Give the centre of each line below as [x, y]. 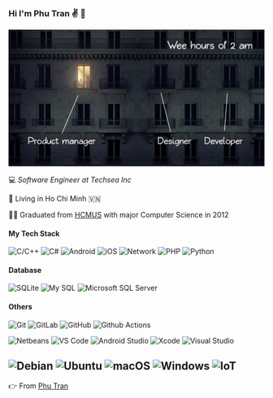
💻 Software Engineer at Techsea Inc [70, 180]
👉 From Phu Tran [39, 386]
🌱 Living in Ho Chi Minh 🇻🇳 [55, 199]
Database [25, 270]
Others [20, 307]
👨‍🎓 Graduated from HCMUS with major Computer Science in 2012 [119, 215]
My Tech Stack [34, 233]
